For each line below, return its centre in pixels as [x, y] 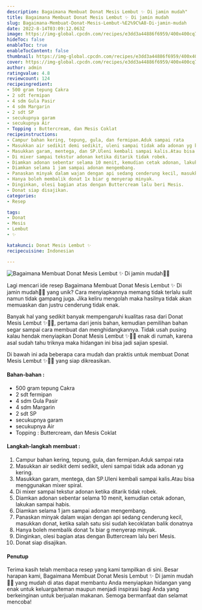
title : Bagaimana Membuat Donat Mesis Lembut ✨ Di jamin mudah [88, 17]
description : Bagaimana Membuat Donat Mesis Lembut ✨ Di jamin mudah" [97, 12]
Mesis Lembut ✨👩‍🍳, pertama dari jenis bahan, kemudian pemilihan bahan [97, 323]
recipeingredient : [30, 85]
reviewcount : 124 [28, 79]
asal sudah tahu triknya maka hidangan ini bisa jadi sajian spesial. [88, 342]
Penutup [18, 556]
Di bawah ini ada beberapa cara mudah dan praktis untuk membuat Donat [98, 354]
